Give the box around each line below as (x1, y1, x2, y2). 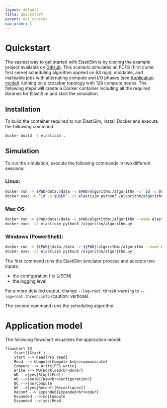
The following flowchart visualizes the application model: (5, 336, 122, 342)
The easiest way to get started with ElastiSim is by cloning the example (5, 59, 151, 65)
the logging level (12, 278, 47, 284)
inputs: (5, 263, 19, 269)
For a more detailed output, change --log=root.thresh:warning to (5, 288, 140, 294)
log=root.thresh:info (5, 294, 50, 299)
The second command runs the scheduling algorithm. (5, 303, 115, 309)
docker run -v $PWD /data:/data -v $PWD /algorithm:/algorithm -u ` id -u (5, 189, 157, 194)
